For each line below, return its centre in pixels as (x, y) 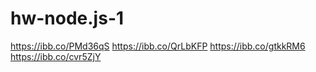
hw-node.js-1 (67, 18)
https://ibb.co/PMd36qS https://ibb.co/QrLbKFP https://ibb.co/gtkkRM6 (158, 46)
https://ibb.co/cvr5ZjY (56, 56)
